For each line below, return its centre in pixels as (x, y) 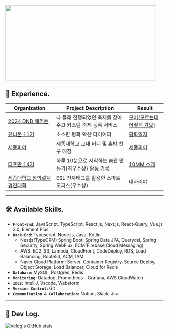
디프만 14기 (21, 164)
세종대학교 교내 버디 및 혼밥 (87, 144)
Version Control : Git (34, 288)
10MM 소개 (142, 164)
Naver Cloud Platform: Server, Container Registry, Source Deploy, (88, 262)
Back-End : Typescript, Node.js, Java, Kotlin (56, 235)
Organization (29, 108)
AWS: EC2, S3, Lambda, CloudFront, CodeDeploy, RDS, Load (83, 251)
